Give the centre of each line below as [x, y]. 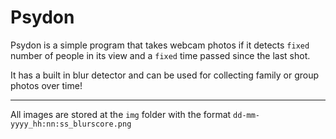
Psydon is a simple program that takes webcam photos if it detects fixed [160, 45]
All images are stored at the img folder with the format [121, 114]
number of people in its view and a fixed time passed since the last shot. [160, 55]
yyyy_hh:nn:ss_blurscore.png [71, 124]
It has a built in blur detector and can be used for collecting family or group [165, 75]
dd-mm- [247, 115]
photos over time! [46, 85]
